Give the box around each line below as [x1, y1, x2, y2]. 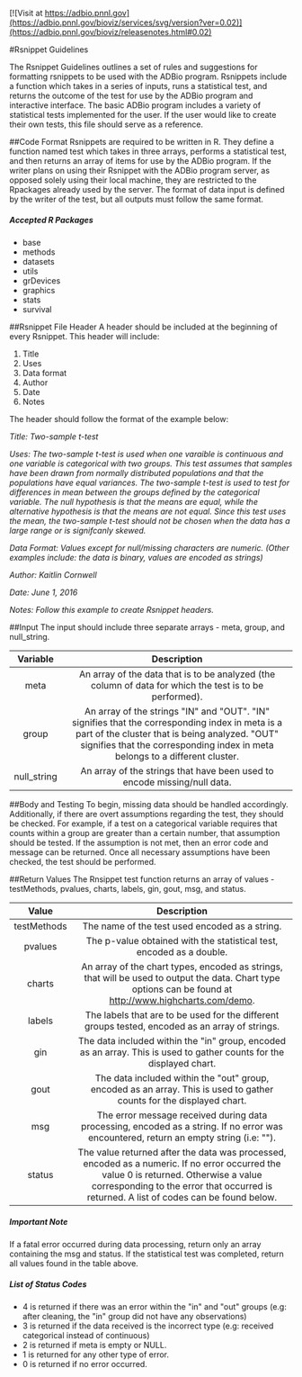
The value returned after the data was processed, [77, 1146, 287, 1158]
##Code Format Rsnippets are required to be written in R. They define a [9, 137, 274, 147]
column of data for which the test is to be [90, 679, 264, 691]
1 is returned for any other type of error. [22, 1349, 169, 1360]
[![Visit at [9, 8, 43, 18]
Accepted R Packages [9, 214, 94, 225]
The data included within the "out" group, [94, 1071, 270, 1084]
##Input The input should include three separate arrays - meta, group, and [9, 621, 286, 633]
